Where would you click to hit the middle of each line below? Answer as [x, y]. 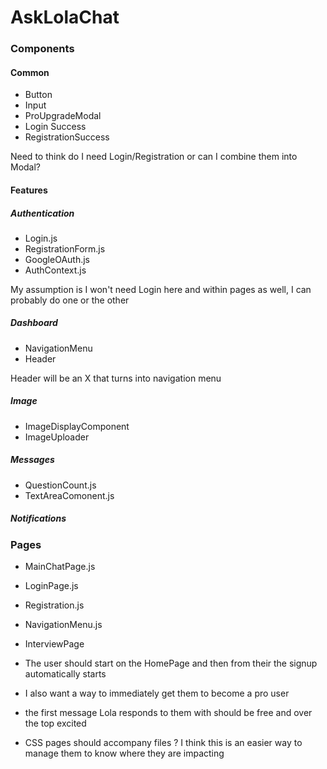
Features [29, 190]
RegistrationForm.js [65, 248]
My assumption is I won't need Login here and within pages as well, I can [161, 289]
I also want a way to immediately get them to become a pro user [157, 693]
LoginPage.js [51, 586]
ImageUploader [57, 437]
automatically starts [65, 674]
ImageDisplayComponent [77, 426]
